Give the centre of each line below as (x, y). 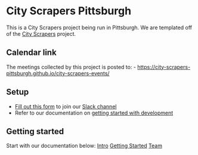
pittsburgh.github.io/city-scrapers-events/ (58, 73)
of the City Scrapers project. (41, 33)
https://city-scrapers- (164, 67)
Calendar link (31, 53)
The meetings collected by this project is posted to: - (71, 67)
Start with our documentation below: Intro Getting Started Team (84, 146)
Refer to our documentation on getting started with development (94, 113)
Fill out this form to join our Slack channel (66, 106)
